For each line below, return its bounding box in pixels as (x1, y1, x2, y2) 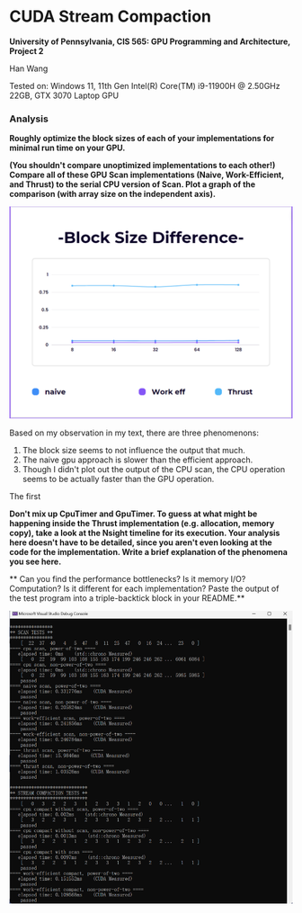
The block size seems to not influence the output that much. (22, 445, 245, 456)
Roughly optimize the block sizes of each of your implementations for (9, 133, 275, 144)
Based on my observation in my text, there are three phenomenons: (9, 427, 259, 438)
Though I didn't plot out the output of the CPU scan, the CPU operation (22, 464, 286, 475)
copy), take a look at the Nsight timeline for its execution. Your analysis (9, 528, 280, 539)
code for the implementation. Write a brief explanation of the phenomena (9, 547, 288, 558)
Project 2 (9, 45, 44, 56)
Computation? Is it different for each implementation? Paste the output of (9, 583, 280, 595)
